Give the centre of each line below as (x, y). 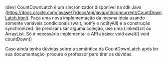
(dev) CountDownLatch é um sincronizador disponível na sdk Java (74, 7)
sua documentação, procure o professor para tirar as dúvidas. (69, 54)
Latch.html (16, 18)
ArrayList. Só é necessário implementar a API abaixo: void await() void (77, 34)
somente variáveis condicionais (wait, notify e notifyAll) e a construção (78, 23)
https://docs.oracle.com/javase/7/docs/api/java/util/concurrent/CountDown (84, 12)
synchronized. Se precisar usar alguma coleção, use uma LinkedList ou (78, 28)
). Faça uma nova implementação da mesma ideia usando (86, 18)
